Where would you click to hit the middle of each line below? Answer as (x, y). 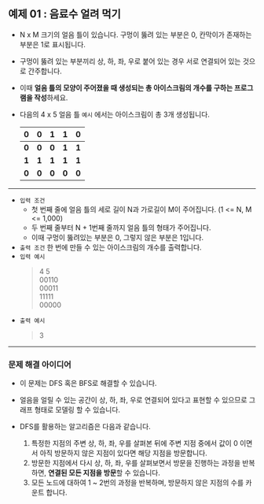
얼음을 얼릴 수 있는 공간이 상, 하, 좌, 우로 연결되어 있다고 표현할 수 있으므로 (133, 400)
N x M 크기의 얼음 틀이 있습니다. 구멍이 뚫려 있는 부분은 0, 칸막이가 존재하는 (136, 35)
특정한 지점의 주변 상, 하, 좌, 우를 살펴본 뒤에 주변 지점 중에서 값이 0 (134, 443)
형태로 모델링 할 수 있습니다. (77, 410)
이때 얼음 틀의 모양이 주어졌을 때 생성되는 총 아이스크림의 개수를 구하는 (126, 87)
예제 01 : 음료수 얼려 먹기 (64, 14)
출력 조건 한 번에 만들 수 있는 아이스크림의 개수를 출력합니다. (110, 247)
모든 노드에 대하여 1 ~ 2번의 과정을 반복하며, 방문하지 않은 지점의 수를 (137, 483)
